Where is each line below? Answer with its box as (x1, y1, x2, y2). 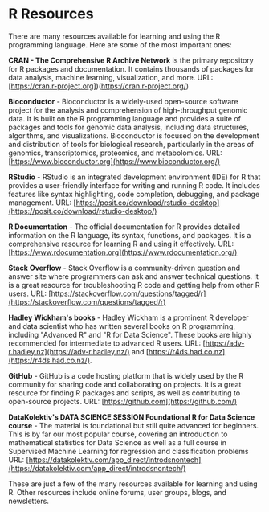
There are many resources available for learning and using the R (8, 31, 221, 41)
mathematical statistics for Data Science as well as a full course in (8, 437, 227, 447)
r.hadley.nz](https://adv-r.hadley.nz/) (8, 346, 130, 356)
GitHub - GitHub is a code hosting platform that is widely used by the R (8, 371, 243, 380)
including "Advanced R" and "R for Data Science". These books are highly (8, 330, 253, 339)
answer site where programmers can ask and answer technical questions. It (8, 271, 259, 281)
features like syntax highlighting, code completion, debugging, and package (8, 189, 260, 199)
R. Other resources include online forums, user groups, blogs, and (8, 487, 227, 497)
